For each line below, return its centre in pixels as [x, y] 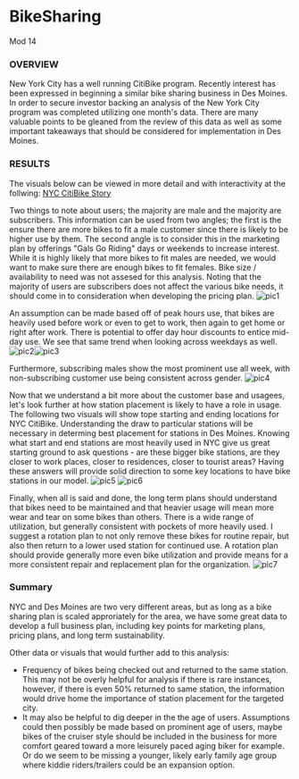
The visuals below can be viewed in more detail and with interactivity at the [147, 183]
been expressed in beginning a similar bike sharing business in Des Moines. [149, 93]
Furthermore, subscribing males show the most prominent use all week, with [149, 368]
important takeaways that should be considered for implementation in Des [145, 131]
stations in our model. [49, 481]
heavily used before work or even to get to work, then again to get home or [147, 322]
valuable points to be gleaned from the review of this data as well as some [146, 121]
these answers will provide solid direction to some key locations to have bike [150, 471]
